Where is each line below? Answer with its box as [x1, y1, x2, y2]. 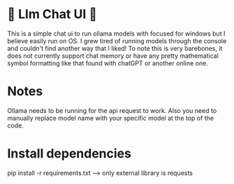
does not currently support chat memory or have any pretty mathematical [7, 52, 219, 60]
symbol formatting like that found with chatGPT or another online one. [7, 59, 208, 67]
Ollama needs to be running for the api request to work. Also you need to [7, 106, 217, 114]
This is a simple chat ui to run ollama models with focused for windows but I [7, 29, 226, 38]
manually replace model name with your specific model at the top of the [7, 114, 214, 122]
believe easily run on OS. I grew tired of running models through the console [7, 36, 227, 45]
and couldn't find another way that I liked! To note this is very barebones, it [7, 44, 223, 52]
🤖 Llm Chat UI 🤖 [7, 6, 98, 22]
